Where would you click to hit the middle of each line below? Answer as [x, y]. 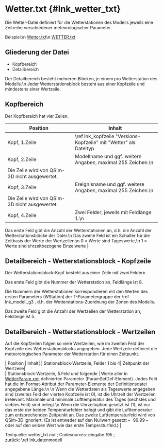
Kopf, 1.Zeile [22, 142]
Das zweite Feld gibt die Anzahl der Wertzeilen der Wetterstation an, [73, 311]
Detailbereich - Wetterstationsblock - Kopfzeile [78, 261]
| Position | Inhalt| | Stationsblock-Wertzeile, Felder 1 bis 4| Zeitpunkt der [77, 363]
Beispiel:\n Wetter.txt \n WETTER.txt [40, 37]
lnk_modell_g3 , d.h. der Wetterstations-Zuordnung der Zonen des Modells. [80, 302]
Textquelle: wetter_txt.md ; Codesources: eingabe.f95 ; [60, 435]
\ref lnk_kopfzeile [95, 136]
